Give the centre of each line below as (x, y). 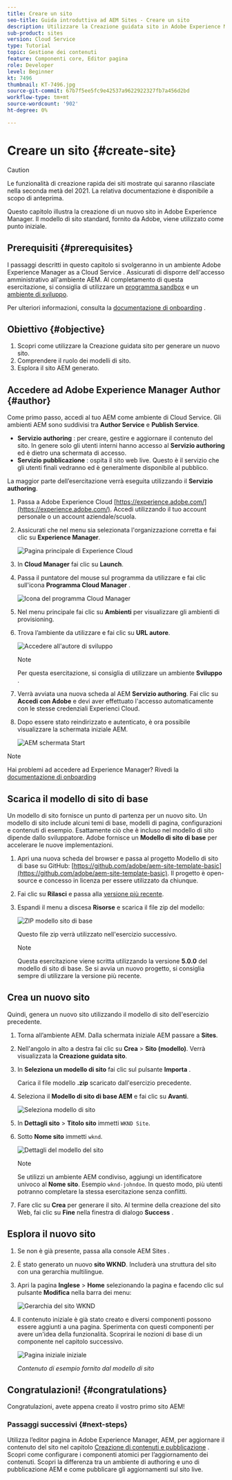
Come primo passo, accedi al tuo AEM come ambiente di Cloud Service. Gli (114, 417)
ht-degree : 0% (28, 110)
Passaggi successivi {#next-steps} (67, 1425)
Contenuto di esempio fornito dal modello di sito (86, 1368)
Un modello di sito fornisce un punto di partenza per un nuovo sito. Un (107, 815)
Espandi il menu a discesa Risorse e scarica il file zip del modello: (111, 907)
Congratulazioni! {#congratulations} (87, 1390)
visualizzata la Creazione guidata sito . (72, 1056)
